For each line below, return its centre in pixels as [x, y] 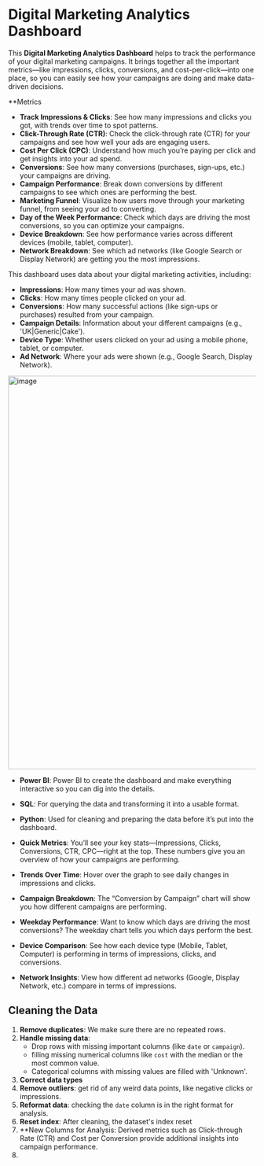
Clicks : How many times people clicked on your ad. [103, 297]
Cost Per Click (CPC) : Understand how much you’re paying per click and [137, 150]
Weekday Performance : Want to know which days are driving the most [135, 921]
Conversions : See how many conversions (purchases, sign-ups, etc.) [132, 167]
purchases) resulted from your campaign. [87, 314]
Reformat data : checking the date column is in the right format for [126, 1105]
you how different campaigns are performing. [93, 906]
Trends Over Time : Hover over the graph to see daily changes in [124, 874]
